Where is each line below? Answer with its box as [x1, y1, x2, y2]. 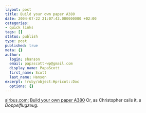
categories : [5, 20, 29, 26]
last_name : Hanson [9, 75, 47, 80]
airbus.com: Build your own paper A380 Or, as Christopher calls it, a [5, 97, 142, 103]
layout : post [5, 7, 32, 12]
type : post [5, 39, 27, 44]
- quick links [5, 25, 34, 30]
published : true [5, 43, 38, 48]
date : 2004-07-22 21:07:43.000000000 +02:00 [5, 16, 97, 21]
